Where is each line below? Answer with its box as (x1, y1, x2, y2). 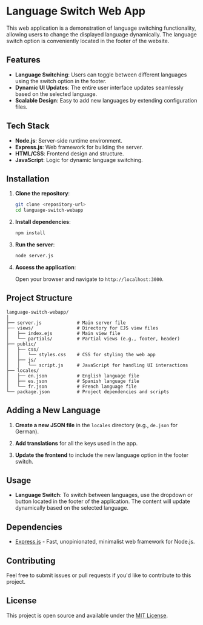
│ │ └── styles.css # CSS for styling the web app (6, 351, 156, 357)
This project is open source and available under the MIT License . (6, 612, 168, 619)
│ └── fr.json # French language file (6, 383, 137, 390)
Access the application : (15, 263, 76, 271)
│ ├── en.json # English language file (6, 373, 139, 379)
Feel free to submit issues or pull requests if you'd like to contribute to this (6, 572, 191, 579)
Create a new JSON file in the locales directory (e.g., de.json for (15, 421, 178, 428)
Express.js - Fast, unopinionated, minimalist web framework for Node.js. (15, 538, 195, 546)
